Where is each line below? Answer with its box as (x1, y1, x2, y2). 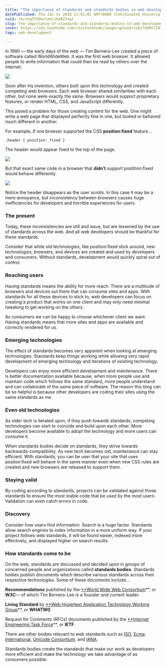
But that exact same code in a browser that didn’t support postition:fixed (5, 165, 153, 171)
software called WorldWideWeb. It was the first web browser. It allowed (5, 53, 151, 59)
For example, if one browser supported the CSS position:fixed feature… (5, 128, 152, 134)
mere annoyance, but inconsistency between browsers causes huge (5, 195, 144, 200)
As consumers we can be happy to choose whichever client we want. (5, 314, 147, 320)
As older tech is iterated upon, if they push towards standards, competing (5, 418, 155, 424)
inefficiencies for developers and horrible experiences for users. (5, 200, 136, 206)
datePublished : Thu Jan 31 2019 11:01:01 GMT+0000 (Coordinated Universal (5, 12, 163, 17)
